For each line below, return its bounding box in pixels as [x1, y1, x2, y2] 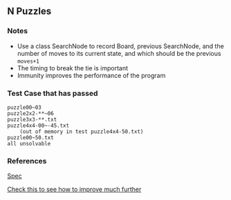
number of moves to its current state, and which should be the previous [17, 49, 221, 57]
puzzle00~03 [7, 103, 41, 111]
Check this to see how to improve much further [7, 186, 142, 194]
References [7, 156, 47, 166]
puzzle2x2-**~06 [7, 110, 54, 117]
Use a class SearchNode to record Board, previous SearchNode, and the [17, 41, 225, 50]
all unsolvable [7, 140, 51, 147]
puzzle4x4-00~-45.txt [7, 122, 70, 129]
